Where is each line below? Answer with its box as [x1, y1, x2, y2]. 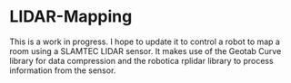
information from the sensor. [9, 65, 116, 76]
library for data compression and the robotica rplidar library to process [9, 55, 275, 66]
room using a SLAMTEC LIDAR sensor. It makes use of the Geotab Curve [9, 45, 282, 56]
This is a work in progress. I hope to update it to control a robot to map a [9, 36, 280, 47]
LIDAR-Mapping [9, 6, 133, 27]
